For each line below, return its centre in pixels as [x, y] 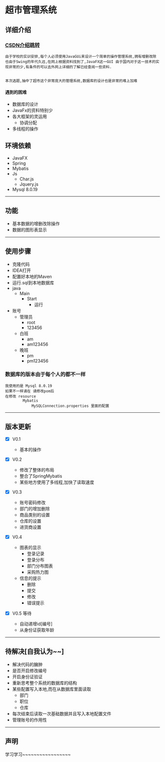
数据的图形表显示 [29, 230]
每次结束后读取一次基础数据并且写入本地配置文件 [62, 713]
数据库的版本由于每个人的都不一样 [45, 374]
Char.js [27, 179]
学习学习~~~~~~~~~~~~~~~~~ [38, 754]
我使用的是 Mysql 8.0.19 [29, 386]
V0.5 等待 [22, 613]
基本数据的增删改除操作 [36, 223]
